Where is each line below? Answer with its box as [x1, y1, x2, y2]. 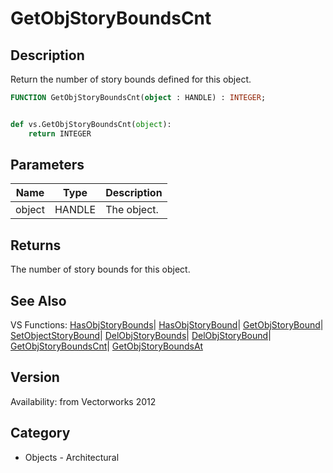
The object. [105, 203, 159, 217]
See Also [10, 292, 67, 309]
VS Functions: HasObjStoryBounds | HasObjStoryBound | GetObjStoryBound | [10, 319, 324, 331]
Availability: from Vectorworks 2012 [10, 395, 157, 407]
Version [10, 369, 60, 386]
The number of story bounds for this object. [10, 263, 191, 276]
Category [10, 425, 71, 442]
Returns [10, 237, 62, 254]
